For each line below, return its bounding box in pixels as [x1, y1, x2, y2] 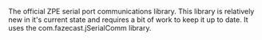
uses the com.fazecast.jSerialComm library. [8, 24, 152, 32]
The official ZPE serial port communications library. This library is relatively [8, 7, 255, 16]
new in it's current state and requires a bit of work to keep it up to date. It [8, 15, 248, 24]
